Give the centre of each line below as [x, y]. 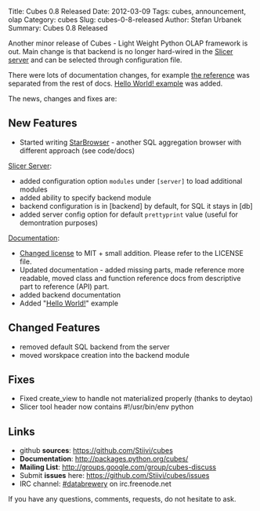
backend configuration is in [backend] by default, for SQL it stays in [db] [136, 206]
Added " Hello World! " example [69, 303]
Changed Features [54, 328]
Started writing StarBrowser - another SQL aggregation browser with [130, 142]
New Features [43, 124]
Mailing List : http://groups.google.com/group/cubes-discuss [118, 467]
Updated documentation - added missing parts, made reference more [132, 269]
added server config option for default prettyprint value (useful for [129, 214]
